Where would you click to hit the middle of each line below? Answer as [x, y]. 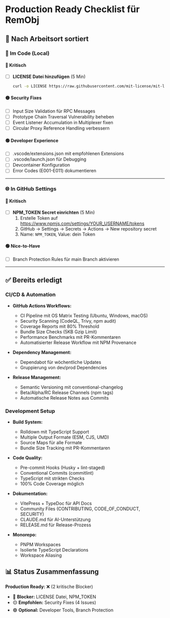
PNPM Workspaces [40, 544]
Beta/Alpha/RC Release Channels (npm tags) [67, 392]
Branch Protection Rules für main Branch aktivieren [66, 259]
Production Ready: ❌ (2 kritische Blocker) [49, 587]
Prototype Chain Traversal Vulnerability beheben [63, 117]
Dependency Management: [42, 352]
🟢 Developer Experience [32, 140]
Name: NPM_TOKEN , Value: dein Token [57, 234]
